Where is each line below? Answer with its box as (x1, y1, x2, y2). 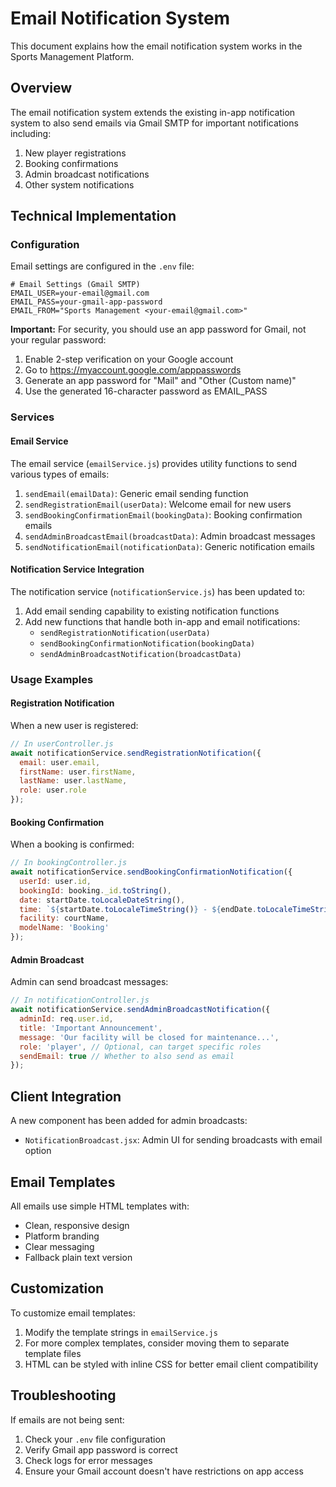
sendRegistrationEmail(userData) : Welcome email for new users (24, 498, 292, 510)
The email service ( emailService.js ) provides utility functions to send (10, 457, 297, 469)
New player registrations (24, 147, 127, 159)
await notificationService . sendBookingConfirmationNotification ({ (10, 867, 293, 877)
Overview (10, 80, 73, 97)
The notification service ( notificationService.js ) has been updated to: (10, 585, 306, 597)
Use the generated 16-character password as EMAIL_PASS (24, 385, 268, 397)
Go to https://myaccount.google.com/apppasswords (24, 364, 242, 376)
